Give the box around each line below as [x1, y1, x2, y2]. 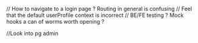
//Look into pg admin [6, 30, 59, 37]
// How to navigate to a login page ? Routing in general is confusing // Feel [6, 5, 193, 12]
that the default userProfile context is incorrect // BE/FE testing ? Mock [6, 12, 184, 19]
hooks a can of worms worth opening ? [6, 18, 105, 25]
